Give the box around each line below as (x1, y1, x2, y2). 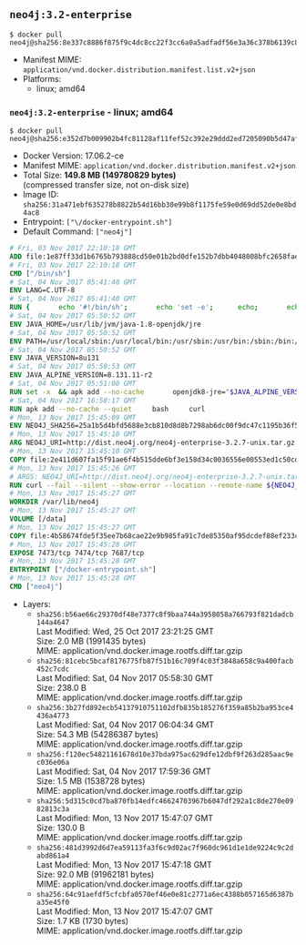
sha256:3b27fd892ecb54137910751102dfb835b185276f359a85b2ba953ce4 (36, 703, 294, 712)
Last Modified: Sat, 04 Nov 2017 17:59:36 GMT (36, 766, 211, 777)
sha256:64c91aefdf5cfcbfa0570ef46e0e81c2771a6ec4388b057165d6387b (36, 889, 294, 899)
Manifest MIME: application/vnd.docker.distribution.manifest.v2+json (22, 160, 296, 171)
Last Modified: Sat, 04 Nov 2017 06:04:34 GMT (36, 719, 215, 730)
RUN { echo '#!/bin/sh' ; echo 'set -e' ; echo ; (9, 303, 259, 312)
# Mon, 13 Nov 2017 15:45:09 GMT (9, 412, 137, 422)
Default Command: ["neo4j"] (22, 226, 133, 237)
